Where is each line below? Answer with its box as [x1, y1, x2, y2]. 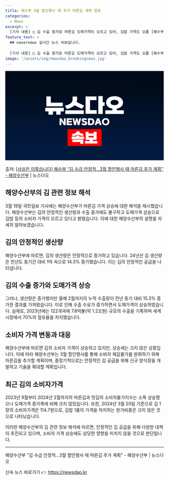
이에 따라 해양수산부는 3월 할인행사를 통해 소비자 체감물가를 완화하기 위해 [16, 351, 159, 357]
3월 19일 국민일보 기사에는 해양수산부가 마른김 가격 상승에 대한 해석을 [5, 202, 141, 209]
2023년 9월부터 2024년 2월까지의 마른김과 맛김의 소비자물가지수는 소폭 [5, 394, 147, 401]
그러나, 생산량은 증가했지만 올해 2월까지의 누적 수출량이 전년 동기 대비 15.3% [5, 295, 156, 301]
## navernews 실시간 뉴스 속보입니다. [10, 40, 80, 45]
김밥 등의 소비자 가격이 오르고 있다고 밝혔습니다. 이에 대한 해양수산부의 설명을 [5, 215, 157, 222]
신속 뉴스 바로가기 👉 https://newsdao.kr [5, 469, 88, 475]
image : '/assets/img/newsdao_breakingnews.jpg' [5, 56, 107, 61]
